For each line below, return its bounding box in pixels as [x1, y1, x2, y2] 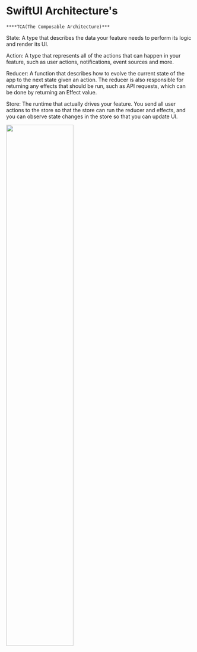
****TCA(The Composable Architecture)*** [6, 24, 110, 30]
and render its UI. [6, 40, 49, 48]
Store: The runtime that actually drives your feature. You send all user [6, 100, 176, 107]
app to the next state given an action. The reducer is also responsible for [6, 76, 184, 83]
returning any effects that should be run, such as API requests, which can [6, 82, 186, 90]
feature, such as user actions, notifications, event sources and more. [6, 58, 174, 65]
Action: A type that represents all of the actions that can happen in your [6, 52, 181, 59]
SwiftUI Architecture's [6, 4, 118, 18]
